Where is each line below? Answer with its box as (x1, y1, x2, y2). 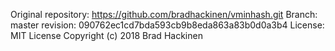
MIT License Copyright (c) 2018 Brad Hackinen (10, 30, 203, 41)
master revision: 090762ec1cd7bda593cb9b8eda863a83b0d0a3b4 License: (10, 19, 325, 31)
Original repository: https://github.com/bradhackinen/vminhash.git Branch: (10, 9, 318, 20)
